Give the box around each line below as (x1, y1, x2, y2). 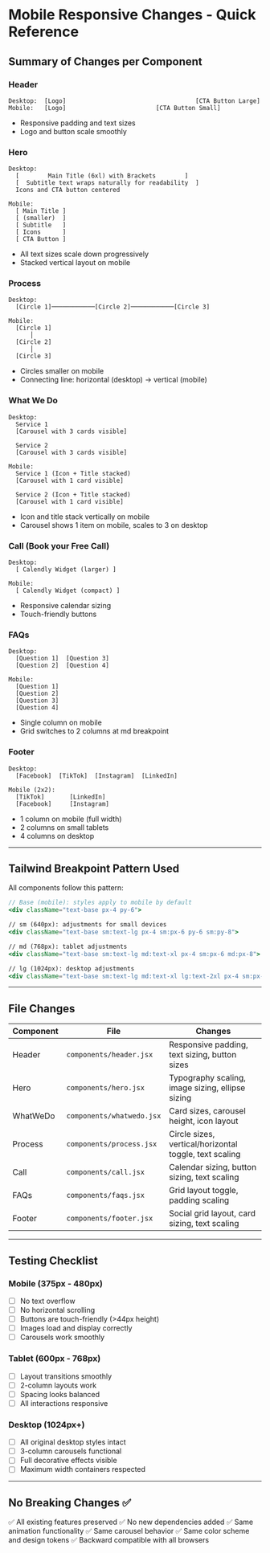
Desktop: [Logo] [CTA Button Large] (8, 96, 261, 105)
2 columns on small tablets (19, 822, 109, 832)
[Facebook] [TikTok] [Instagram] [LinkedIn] (15, 771, 178, 780)
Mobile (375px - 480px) (8, 1277, 103, 1289)
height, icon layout (168, 1115, 239, 1126)
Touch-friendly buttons (19, 609, 97, 619)
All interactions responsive (19, 1398, 108, 1408)
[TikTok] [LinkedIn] (15, 793, 106, 801)
